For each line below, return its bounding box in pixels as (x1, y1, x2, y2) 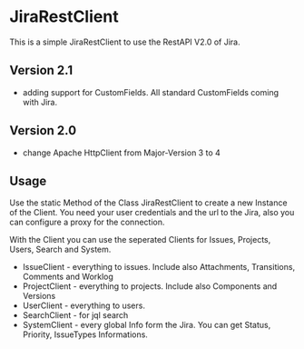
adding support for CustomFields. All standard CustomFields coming (22, 86, 279, 97)
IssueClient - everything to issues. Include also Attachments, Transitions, (22, 262, 296, 273)
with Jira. (22, 96, 57, 107)
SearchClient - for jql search (22, 310, 129, 321)
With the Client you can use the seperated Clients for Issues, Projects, (9, 234, 271, 245)
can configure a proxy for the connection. (9, 216, 165, 228)
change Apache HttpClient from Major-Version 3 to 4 (22, 147, 221, 158)
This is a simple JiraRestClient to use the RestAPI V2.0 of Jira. (9, 36, 240, 47)
